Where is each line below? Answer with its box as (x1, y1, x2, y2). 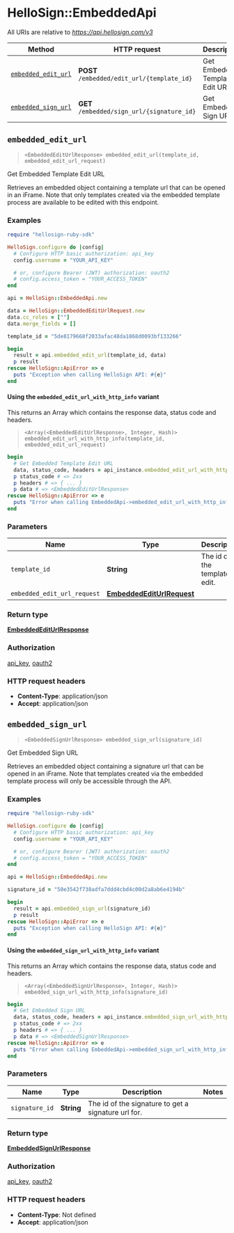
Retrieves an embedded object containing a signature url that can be (7, 762, 204, 770)
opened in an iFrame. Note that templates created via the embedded (7, 769, 203, 778)
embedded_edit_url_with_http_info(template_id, (24, 435, 165, 442)
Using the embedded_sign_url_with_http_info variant (7, 945, 159, 955)
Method (27, 44, 54, 54)
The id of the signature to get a (88, 1099, 189, 1108)
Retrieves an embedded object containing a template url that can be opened (7, 183, 226, 191)
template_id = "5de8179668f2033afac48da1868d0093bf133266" (7, 333, 182, 340)
